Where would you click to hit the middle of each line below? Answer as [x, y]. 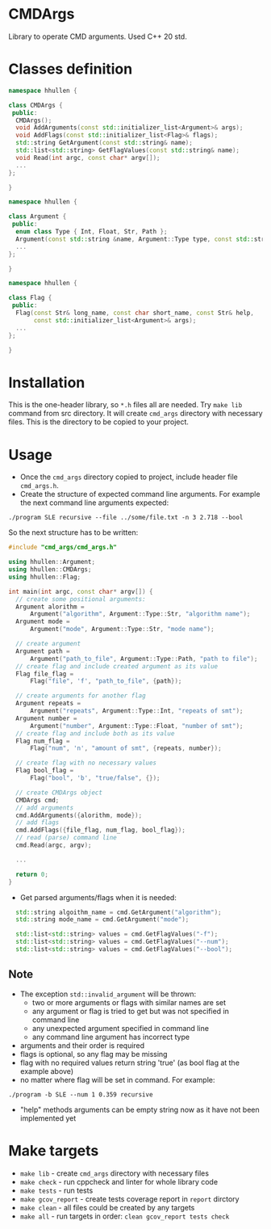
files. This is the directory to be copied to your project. [99, 422]
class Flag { [30, 298]
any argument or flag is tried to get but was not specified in [131, 1011]
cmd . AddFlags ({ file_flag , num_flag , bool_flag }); [100, 830]
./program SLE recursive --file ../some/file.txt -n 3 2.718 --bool [126, 518]
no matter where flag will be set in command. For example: [117, 1080]
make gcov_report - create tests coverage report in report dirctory [129, 1199]
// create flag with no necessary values [86, 763]
